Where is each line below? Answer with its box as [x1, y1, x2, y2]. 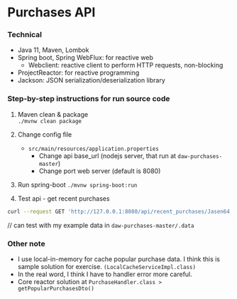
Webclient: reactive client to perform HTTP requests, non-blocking [28, 61, 224, 70]
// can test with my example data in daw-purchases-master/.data [7, 221, 194, 229]
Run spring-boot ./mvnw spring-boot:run [17, 180, 138, 189]
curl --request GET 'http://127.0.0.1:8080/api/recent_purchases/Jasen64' [7, 208, 233, 215]
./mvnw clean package [17, 117, 82, 125]
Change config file [17, 130, 72, 139]
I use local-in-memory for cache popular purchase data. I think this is [17, 254, 221, 263]
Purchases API [7, 4, 96, 21]
